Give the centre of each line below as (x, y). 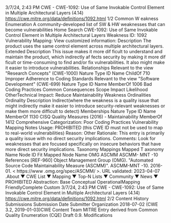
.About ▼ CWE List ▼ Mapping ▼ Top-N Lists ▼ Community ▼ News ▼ (82, 176)
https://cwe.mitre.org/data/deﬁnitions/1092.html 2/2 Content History (77, 198)
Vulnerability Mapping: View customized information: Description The (78, 41)
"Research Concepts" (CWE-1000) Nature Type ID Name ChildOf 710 (78, 73)
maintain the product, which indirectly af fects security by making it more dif (86, 57)
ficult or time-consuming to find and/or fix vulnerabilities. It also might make (85, 62)
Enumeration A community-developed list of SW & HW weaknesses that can (85, 24)
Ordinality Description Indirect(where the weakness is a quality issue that (82, 100)
